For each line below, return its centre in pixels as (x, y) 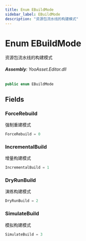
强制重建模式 (18, 125)
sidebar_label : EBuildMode (33, 14)
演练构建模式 (18, 192)
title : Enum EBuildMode (29, 10)
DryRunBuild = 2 (22, 201)
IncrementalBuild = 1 (27, 168)
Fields (15, 99)
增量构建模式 (18, 158)
